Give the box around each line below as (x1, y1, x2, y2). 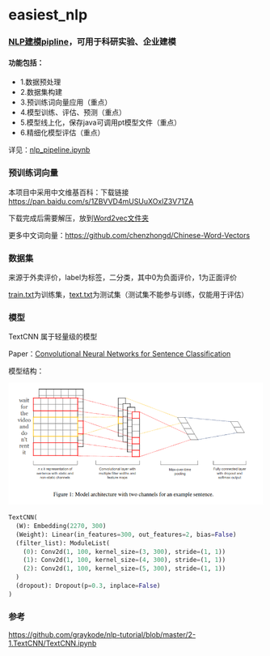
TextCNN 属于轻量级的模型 (8, 332, 98, 342)
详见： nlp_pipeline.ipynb (8, 145, 91, 155)
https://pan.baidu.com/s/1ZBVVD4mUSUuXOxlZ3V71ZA (8, 196, 194, 206)
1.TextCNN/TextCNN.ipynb (8, 638, 97, 649)
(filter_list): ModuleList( (15, 539, 111, 547)
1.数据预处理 (19, 77, 61, 87)
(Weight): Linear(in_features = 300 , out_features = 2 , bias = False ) (15, 530, 237, 539)
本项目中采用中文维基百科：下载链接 (8, 187, 129, 197)
